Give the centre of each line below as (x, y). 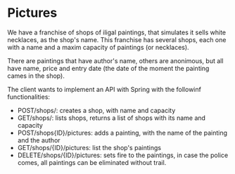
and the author (39, 140)
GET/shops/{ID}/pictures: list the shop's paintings (89, 147)
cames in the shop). (36, 76)
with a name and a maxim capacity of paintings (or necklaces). (98, 47)
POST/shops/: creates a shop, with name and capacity (96, 110)
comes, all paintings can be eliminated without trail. (92, 162)
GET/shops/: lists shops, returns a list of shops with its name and (112, 118)
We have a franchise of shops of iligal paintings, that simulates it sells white (117, 32)
